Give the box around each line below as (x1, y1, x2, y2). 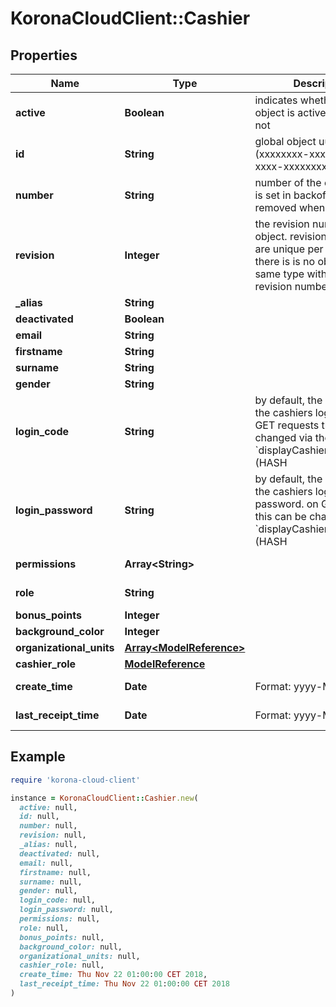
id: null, (19, 812, 60, 822)
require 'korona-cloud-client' (10, 775, 141, 785)
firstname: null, (19, 867, 92, 877)
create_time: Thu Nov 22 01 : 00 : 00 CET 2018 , (19, 970, 208, 980)
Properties (10, 47, 78, 64)
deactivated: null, (19, 848, 101, 859)
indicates (254, 93, 298, 107)
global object (254, 135, 317, 148)
